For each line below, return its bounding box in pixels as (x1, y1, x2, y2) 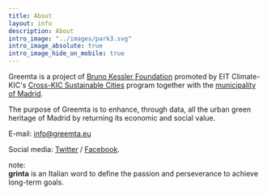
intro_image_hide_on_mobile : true (8, 49, 125, 57)
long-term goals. (8, 177, 65, 187)
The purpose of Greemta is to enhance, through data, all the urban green (8, 104, 252, 114)
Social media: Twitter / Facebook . (8, 145, 120, 154)
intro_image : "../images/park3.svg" (8, 34, 132, 43)
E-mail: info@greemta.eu (8, 129, 91, 138)
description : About (8, 27, 74, 35)
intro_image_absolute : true (8, 42, 104, 50)
